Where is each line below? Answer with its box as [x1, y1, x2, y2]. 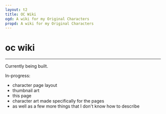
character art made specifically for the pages [12, 98, 105, 104]
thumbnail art [12, 87, 40, 94]
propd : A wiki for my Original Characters [5, 21, 94, 26]
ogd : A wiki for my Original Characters [5, 16, 90, 21]
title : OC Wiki [5, 12, 37, 17]
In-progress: [5, 73, 31, 79]
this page [12, 93, 32, 99]
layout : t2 [5, 7, 28, 12]
